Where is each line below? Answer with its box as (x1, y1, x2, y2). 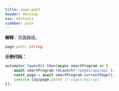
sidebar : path (5, 20, 34, 26)
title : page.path (5, 7, 41, 12)
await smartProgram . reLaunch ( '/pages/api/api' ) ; (14, 68, 115, 73)
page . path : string (5, 44, 43, 49)
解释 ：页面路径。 (5, 35, 40, 40)
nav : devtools (5, 16, 34, 21)
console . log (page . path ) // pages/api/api (14, 77, 99, 82)
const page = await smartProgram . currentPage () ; (14, 73, 115, 77)
